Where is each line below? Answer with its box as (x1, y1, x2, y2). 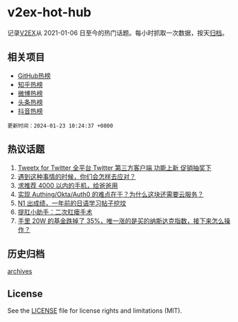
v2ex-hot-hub (7, 4, 92, 21)
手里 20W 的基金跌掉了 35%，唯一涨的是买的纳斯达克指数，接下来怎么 (17, 217, 225, 225)
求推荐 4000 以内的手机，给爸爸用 (17, 181, 118, 190)
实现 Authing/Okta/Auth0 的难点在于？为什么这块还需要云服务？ (17, 190, 204, 198)
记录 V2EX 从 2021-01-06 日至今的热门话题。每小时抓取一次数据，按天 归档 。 (7, 28, 229, 37)
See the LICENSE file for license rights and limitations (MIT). (7, 306, 183, 315)
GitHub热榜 (17, 71, 51, 80)
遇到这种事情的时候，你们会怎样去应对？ (17, 172, 136, 180)
